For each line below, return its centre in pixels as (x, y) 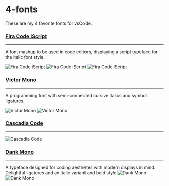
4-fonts (21, 9)
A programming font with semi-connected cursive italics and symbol (76, 95)
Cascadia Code (24, 123)
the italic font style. (25, 57)
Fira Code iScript (26, 36)
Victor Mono (21, 80)
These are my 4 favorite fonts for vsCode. (49, 23)
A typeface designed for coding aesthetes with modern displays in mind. (80, 168)
